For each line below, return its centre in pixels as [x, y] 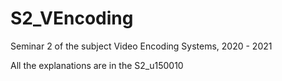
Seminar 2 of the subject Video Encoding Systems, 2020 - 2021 [141, 46]
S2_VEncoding [72, 18]
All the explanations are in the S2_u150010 [97, 65]
